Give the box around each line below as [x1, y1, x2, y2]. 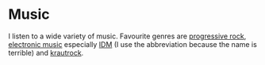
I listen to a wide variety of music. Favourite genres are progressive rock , [8, 31, 247, 41]
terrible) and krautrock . [8, 48, 84, 57]
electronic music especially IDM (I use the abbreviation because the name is [8, 39, 258, 49]
